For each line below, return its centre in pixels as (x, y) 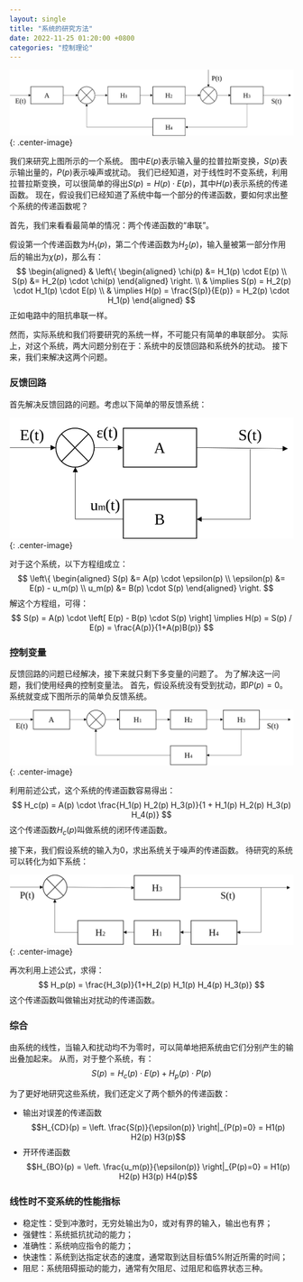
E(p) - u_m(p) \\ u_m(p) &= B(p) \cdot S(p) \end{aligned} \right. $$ (151, 588)
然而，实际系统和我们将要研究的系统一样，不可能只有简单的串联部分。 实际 (149, 334)
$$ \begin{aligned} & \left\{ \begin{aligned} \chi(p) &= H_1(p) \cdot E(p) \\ (151, 271)
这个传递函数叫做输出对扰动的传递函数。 (84, 1000)
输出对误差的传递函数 (62, 1113)
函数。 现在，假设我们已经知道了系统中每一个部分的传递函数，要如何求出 (145, 195)
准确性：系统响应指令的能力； (78, 1245)
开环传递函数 (46, 1152)
